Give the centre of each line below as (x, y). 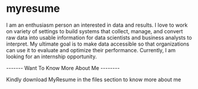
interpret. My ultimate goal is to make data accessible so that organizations (98, 44)
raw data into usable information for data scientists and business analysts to (99, 37)
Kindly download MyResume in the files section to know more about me (94, 80)
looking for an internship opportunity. (52, 56)
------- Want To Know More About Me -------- (63, 68)
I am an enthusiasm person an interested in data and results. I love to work (97, 25)
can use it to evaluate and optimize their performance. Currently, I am (91, 50)
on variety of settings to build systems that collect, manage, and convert (95, 31)
